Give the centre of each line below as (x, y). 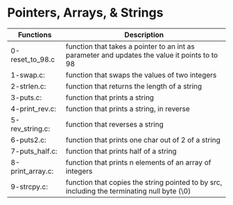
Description (144, 35)
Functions (35, 35)
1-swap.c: (28, 75)
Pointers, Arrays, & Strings (85, 13)
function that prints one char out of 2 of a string (143, 140)
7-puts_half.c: (34, 151)
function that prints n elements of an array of (138, 162)
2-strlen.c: (28, 86)
